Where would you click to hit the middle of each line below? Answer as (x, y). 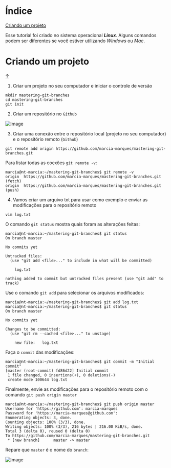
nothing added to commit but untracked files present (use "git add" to (84, 279)
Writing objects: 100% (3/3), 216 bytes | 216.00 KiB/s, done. (74, 427)
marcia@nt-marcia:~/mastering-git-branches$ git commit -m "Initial (80, 361)
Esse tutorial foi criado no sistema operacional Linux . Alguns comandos (81, 35)
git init (15, 104)
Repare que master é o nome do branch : (47, 449)
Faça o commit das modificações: (40, 352)
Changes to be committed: (33, 329)
